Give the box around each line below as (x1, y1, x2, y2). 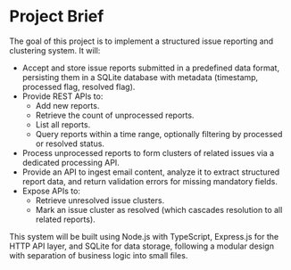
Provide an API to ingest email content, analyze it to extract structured (21, 167, 280, 177)
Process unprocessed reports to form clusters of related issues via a (21, 147, 275, 158)
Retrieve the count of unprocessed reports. (35, 110, 195, 120)
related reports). (35, 214, 96, 225)
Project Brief (9, 6, 104, 27)
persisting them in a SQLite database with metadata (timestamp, (21, 71, 259, 82)
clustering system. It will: (9, 45, 101, 55)
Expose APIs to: (21, 185, 80, 196)
